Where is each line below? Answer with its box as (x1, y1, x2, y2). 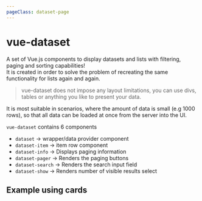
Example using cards (6, 185, 88, 195)
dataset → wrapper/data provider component (15, 135, 129, 142)
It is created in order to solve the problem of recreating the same (6, 68, 169, 76)
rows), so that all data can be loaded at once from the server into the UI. (6, 111, 187, 119)
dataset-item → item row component (15, 141, 108, 149)
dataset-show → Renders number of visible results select (15, 167, 157, 174)
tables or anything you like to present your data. (21, 93, 142, 100)
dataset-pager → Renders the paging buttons (15, 154, 129, 161)
